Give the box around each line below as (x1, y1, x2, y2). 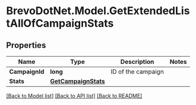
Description (120, 58, 154, 65)
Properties (6, 40, 46, 50)
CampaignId (9, 68, 45, 76)
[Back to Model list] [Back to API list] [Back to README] (6, 93, 143, 99)
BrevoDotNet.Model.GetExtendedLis (6, 4, 190, 18)
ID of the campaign (110, 68, 165, 76)
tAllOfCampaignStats (6, 17, 114, 30)
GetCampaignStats (50, 77, 105, 85)
